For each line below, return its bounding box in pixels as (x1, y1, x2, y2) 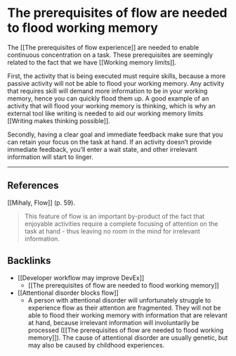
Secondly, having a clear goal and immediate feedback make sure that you (7, 130, 223, 139)
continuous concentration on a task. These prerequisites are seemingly (7, 51, 213, 59)
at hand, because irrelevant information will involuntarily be (27, 318, 199, 326)
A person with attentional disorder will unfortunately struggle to (27, 295, 211, 304)
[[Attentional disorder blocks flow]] (17, 288, 119, 297)
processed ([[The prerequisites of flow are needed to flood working (27, 326, 223, 334)
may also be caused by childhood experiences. (27, 341, 165, 349)
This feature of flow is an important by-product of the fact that (24, 212, 205, 220)
